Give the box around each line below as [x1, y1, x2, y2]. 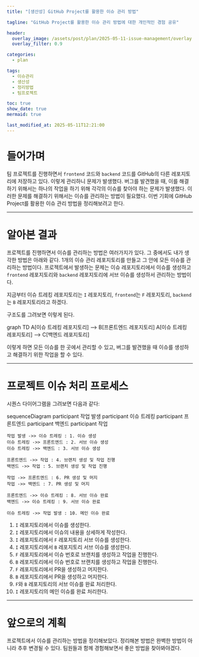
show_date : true [6, 106, 47, 112]
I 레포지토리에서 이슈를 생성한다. [15, 521, 91, 528]
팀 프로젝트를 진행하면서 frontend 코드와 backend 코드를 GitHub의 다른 [6, 170, 171, 177]
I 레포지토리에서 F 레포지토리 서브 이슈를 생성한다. [15, 536, 132, 543]
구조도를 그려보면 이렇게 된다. [6, 311, 75, 318]
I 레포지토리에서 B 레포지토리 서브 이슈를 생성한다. [15, 543, 132, 551]
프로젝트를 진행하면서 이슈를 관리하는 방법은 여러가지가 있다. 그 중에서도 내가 [6, 249, 184, 256]
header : [6, 30, 26, 36]
